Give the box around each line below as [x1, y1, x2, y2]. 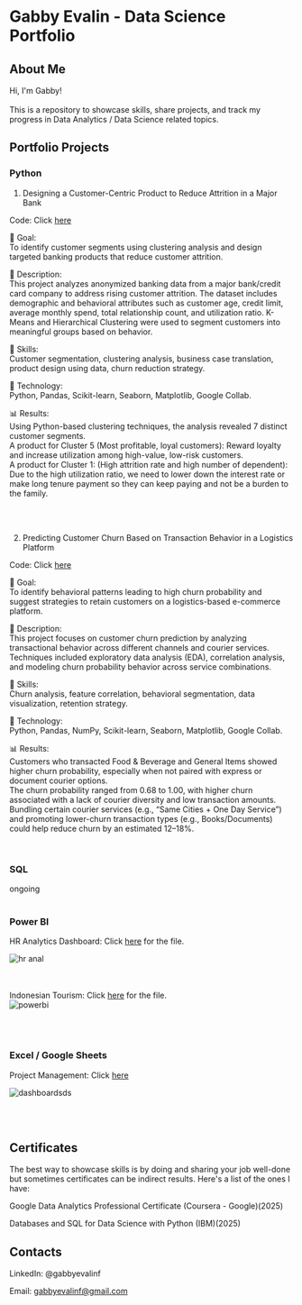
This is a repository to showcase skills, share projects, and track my [9, 105, 261, 114]
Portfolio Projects [9, 140, 110, 155]
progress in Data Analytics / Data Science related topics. [9, 114, 219, 124]
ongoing [9, 883, 41, 894]
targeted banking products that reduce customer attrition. [9, 251, 224, 262]
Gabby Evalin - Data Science [9, 6, 226, 27]
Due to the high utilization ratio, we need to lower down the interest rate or [9, 469, 286, 479]
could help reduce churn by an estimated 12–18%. [9, 823, 195, 834]
